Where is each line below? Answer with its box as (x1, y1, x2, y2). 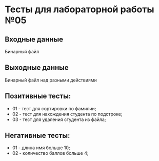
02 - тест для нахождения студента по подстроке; (12, 111, 123, 117)
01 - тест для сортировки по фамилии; (12, 105, 96, 111)
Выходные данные (5, 63, 69, 72)
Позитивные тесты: (5, 92, 71, 100)
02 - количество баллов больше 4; (12, 150, 89, 156)
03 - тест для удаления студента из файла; (12, 116, 106, 123)
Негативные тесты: (5, 131, 70, 140)
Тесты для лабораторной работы (5, 4, 154, 15)
